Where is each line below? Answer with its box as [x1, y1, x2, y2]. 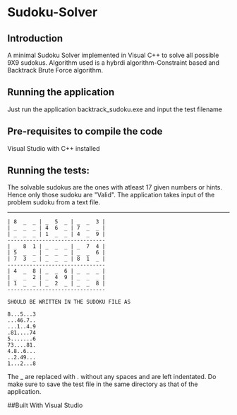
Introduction [7, 32, 63, 44]
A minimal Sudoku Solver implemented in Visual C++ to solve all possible [7, 51, 219, 59]
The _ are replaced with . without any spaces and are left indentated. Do [7, 373, 217, 381]
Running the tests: [7, 165, 90, 177]
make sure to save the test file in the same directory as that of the [7, 380, 198, 388]
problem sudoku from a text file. [7, 198, 101, 206]
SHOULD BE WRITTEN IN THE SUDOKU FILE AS [7, 299, 131, 306]
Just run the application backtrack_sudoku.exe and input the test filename [7, 105, 223, 113]
